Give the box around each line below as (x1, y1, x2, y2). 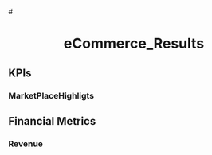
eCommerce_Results (63, 35, 205, 52)
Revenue (8, 138, 44, 149)
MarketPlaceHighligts (8, 90, 94, 101)
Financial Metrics (8, 114, 96, 128)
